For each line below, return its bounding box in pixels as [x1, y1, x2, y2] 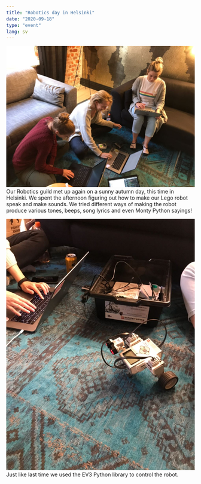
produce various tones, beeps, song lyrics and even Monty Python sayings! [6, 207, 193, 214]
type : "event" [6, 22, 42, 28]
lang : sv [6, 29, 28, 35]
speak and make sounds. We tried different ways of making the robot [6, 200, 176, 207]
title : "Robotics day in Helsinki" [6, 10, 95, 16]
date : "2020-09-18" [6, 16, 55, 22]
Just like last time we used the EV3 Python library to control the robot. [6, 471, 179, 478]
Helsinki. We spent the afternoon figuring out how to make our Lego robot [6, 194, 188, 201]
